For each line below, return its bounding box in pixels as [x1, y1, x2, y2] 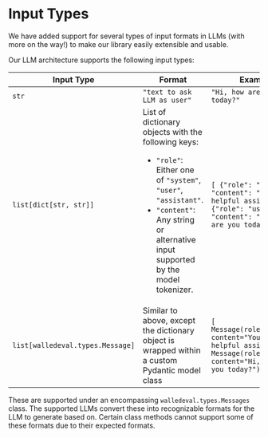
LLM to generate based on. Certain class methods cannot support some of [8, 412, 254, 421]
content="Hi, [211, 357, 261, 365]
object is [142, 334, 175, 345]
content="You [211, 333, 261, 341]
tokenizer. [156, 284, 194, 295]
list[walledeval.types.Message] [12, 341, 136, 349]
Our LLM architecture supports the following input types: [8, 55, 195, 65]
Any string [156, 214, 195, 225]
